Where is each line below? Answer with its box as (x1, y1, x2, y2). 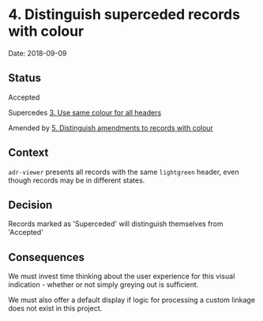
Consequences (8, 251, 85, 264)
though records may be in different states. (8, 176, 145, 185)
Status (8, 71, 42, 85)
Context (8, 146, 49, 160)
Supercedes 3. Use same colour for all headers (8, 108, 162, 117)
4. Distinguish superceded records (8, 6, 241, 24)
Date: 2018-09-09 (8, 48, 67, 58)
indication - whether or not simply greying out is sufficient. (8, 280, 199, 289)
